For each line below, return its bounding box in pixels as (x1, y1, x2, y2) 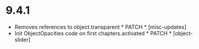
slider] (14, 36, 31, 43)
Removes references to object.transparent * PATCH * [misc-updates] (14, 23, 187, 30)
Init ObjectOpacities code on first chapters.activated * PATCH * (14, 29, 172, 36)
